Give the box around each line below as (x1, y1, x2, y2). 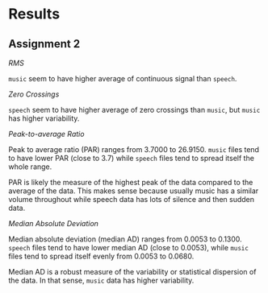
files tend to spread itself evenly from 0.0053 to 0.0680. (8, 251, 195, 261)
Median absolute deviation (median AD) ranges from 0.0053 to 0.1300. (8, 234, 242, 244)
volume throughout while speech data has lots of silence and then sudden (8, 195, 254, 204)
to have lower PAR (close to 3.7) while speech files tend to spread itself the (8, 154, 254, 163)
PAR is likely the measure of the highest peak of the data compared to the (8, 178, 253, 187)
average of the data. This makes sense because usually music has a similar (8, 186, 259, 196)
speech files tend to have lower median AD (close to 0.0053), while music (8, 243, 249, 252)
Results (8, 5, 61, 23)
